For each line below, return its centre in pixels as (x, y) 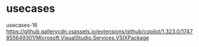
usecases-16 (22, 25)
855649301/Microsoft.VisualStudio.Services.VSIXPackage (78, 37)
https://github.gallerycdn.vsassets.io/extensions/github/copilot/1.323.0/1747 (99, 31)
